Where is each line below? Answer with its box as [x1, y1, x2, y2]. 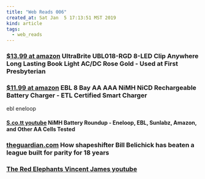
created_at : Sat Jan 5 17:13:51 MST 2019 [6, 15, 116, 21]
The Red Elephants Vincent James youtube [6, 164, 138, 173]
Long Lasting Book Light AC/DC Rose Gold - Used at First [6, 59, 179, 68]
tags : [6, 26, 20, 32]
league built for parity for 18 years [6, 148, 110, 156]
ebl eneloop [6, 105, 37, 112]
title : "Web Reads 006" [6, 9, 67, 15]
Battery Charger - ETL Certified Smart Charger [6, 91, 147, 100]
